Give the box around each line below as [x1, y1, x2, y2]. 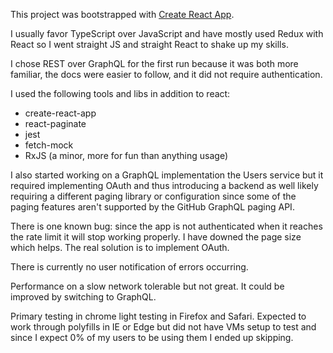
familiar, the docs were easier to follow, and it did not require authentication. [10, 69, 323, 80]
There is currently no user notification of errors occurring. [10, 261, 249, 273]
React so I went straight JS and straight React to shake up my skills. [10, 39, 289, 50]
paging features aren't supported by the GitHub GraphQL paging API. [10, 201, 295, 213]
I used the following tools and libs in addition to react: [10, 88, 231, 99]
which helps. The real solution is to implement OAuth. [10, 242, 230, 253]
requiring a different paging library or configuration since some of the [10, 190, 297, 202]
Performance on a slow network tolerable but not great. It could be [10, 280, 285, 292]
